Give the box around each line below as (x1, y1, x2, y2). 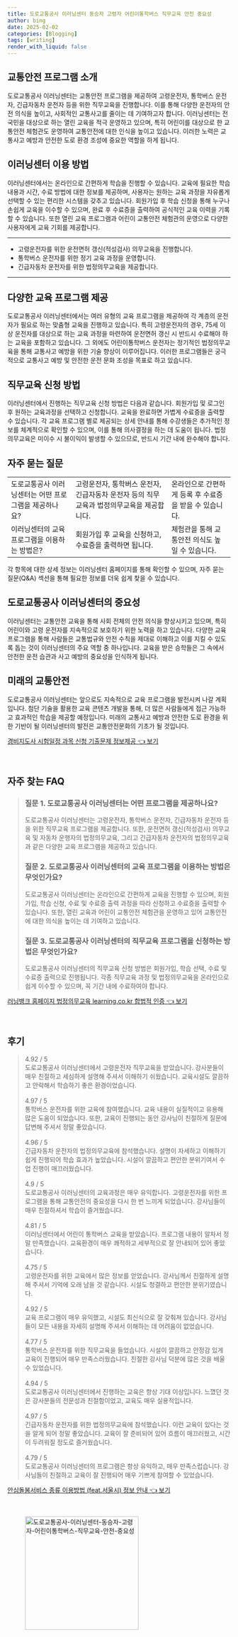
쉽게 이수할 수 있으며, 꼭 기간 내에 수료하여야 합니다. (24, 981, 169, 990)
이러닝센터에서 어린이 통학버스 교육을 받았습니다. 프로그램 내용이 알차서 (24, 1230, 222, 1238)
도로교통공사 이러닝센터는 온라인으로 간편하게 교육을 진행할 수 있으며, (24, 890, 216, 899)
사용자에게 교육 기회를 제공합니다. (7, 223, 101, 231)
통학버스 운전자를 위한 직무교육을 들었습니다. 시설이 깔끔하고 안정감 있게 (24, 1346, 224, 1354)
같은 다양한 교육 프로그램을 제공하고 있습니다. (32, 843, 157, 851)
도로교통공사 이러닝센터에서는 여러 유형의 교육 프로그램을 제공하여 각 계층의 (7, 312, 216, 320)
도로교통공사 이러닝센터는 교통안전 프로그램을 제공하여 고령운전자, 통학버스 (7, 91, 214, 100)
